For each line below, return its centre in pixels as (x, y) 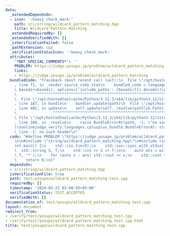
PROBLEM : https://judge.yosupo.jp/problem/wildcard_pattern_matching (89, 66)
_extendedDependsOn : (31, 15)
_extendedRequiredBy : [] (36, 33)
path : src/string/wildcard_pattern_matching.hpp (67, 24)
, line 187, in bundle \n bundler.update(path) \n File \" (80, 104)
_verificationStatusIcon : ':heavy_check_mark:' (61, 52)
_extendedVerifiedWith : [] (38, 38)
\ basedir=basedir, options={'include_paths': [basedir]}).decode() (88, 90)
